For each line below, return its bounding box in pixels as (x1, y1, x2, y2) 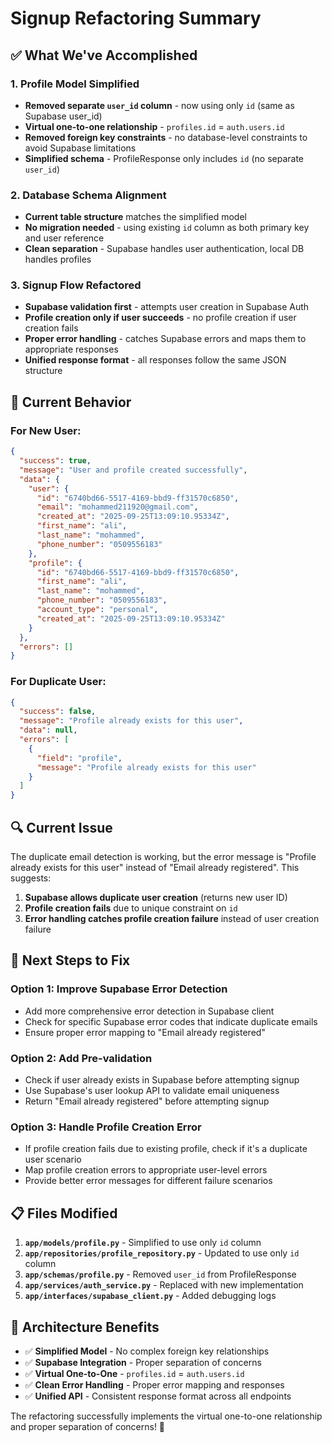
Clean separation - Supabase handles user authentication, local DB (24, 243, 305, 255)
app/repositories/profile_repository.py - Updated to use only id (24, 1247, 300, 1259)
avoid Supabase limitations (24, 142, 137, 154)
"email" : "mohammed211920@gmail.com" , (36, 502, 199, 512)
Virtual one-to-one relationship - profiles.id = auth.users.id (24, 120, 285, 132)
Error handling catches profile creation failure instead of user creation (24, 913, 320, 925)
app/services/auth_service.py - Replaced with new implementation (24, 1279, 304, 1291)
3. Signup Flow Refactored (10, 278, 142, 292)
